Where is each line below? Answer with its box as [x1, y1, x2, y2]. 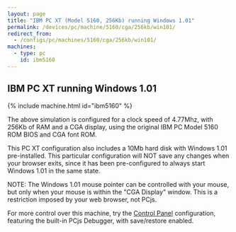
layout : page [7, 10, 46, 18]
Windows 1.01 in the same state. [7, 166, 101, 175]
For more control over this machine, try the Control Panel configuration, [7, 209, 216, 217]
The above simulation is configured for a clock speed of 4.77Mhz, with [7, 115, 214, 124]
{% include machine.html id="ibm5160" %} [7, 101, 133, 110]
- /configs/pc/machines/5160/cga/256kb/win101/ [13, 37, 157, 44]
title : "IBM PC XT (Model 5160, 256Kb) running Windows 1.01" [7, 17, 195, 24]
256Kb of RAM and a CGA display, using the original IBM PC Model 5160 [7, 122, 218, 131]
